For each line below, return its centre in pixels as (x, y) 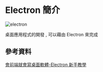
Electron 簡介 (33, 10)
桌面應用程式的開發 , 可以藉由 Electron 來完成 (52, 34)
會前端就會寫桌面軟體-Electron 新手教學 (46, 65)
